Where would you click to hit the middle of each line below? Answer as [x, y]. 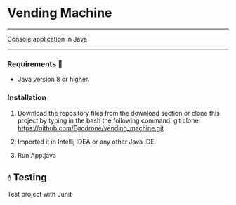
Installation [27, 98]
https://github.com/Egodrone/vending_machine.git [91, 128]
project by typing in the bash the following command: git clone [108, 120]
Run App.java [37, 155]
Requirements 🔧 [35, 63]
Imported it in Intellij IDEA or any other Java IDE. [87, 142]
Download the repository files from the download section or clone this [118, 113]
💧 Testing [27, 177]
